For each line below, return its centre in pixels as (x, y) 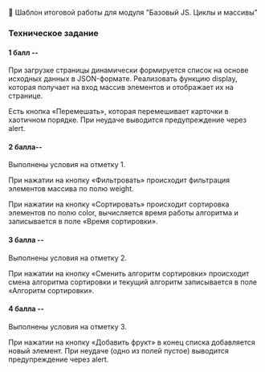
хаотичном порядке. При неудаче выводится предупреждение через (128, 120)
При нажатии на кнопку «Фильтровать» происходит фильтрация (119, 180)
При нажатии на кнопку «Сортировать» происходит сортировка (119, 204)
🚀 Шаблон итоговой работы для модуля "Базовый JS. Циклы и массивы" (133, 12)
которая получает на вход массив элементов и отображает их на (121, 88)
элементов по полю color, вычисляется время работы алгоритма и (123, 213)
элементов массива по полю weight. (71, 189)
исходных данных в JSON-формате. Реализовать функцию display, (123, 79)
